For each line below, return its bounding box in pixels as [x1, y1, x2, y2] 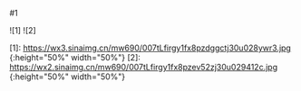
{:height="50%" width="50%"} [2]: [9, 52, 141, 62]
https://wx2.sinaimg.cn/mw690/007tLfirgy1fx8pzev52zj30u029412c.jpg [9, 62, 278, 72]
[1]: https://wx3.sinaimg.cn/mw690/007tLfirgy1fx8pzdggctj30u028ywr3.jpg [9, 42, 292, 53]
